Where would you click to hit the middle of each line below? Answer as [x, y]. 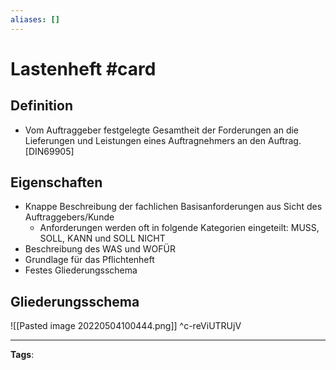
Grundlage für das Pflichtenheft [89, 260]
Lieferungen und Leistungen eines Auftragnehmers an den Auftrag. [163, 140]
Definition [41, 106]
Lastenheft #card [83, 68]
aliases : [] [35, 19]
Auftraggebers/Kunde [69, 217]
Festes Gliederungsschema [81, 270]
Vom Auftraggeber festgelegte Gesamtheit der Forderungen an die [162, 130]
